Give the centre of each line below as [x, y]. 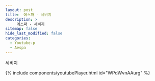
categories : [18, 38]
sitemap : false [21, 29]
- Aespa [18, 48]
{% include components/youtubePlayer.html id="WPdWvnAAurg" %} [78, 73]
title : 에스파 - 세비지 [29, 15]
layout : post [19, 10]
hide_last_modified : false [34, 33]
